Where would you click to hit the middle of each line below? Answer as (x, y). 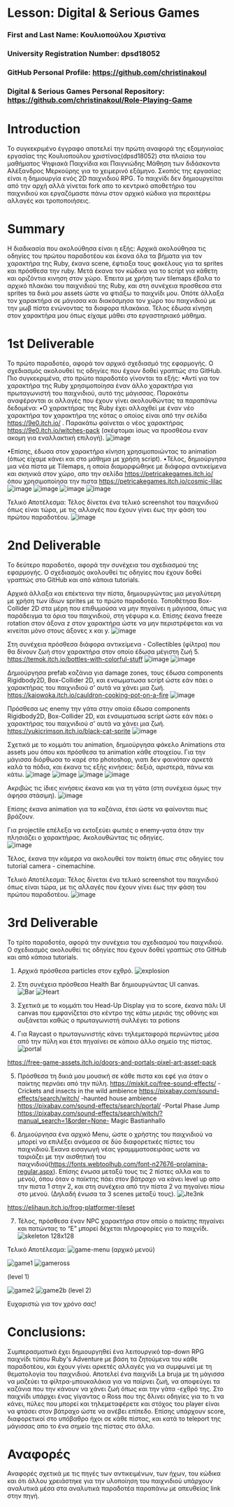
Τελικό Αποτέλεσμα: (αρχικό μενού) (81, 1249)
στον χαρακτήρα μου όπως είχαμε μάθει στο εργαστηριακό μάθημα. (107, 315)
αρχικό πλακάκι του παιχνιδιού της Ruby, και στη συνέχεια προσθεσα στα (115, 285)
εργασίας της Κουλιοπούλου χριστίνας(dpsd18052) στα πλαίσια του (107, 156)
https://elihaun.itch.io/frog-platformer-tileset (71, 1207)
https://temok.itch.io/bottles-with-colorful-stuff (75, 659)
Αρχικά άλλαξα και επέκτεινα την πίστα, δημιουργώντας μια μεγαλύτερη (114, 593)
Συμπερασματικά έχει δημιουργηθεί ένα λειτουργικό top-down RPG (106, 1351)
